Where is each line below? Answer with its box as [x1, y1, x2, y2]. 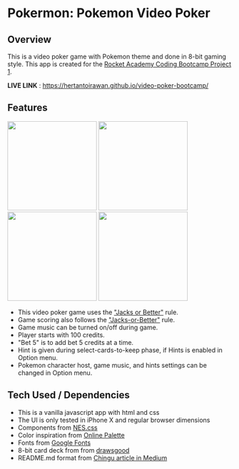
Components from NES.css [17, 423, 98, 432]
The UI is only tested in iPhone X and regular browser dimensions [17, 416, 210, 424]
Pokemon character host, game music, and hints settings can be [17, 361, 207, 369]
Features [7, 102, 48, 114]
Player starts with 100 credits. [17, 330, 105, 339]
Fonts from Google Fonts [17, 438, 91, 447]
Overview [7, 33, 52, 46]
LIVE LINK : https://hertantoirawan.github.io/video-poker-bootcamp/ [7, 81, 209, 90]
